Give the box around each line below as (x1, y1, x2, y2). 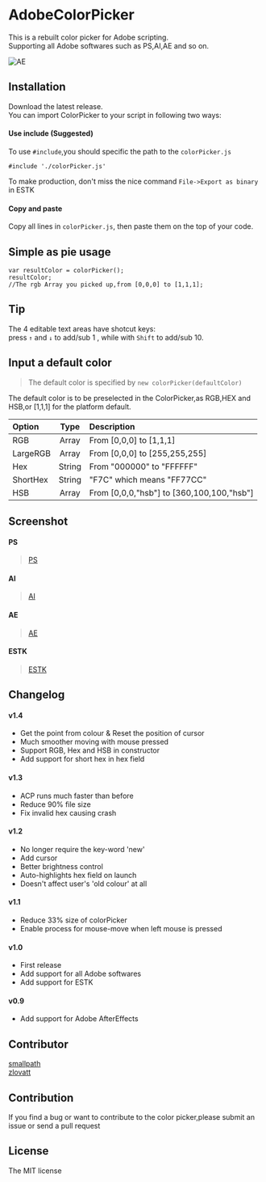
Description (89, 420, 135, 432)
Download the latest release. (8, 101, 103, 111)
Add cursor (19, 853, 58, 863)
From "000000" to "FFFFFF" (89, 461, 198, 472)
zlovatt (8, 1067, 31, 1077)
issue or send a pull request (8, 1121, 101, 1131)
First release (19, 960, 62, 970)
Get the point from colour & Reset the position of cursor (19, 728, 205, 738)
